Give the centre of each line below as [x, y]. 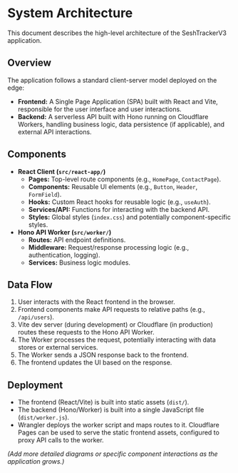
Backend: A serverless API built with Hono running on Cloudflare [113, 116]
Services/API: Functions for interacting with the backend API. [119, 209]
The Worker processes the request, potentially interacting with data [117, 340]
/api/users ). [36, 317]
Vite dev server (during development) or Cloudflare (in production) [115, 325]
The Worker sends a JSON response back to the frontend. [103, 355]
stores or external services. [58, 347]
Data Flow [30, 284]
